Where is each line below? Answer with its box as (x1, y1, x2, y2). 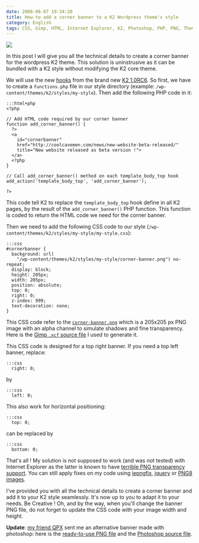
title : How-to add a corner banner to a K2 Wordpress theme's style (6, 14, 179, 20)
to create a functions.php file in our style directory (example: (6, 83, 155, 90)
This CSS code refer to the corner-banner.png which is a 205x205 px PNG (6, 319, 187, 326)
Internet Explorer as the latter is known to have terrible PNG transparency (6, 463, 185, 471)
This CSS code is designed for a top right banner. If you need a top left (6, 343, 179, 350)
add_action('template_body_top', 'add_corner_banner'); (6, 178, 147, 184)
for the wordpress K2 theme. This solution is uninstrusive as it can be (6, 59, 175, 66)
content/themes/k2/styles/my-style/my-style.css (6, 230, 129, 237)
